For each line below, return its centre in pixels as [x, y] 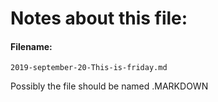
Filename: [31, 46]
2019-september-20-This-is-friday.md [89, 68]
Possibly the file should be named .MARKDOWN [109, 86]
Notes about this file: [99, 18]
